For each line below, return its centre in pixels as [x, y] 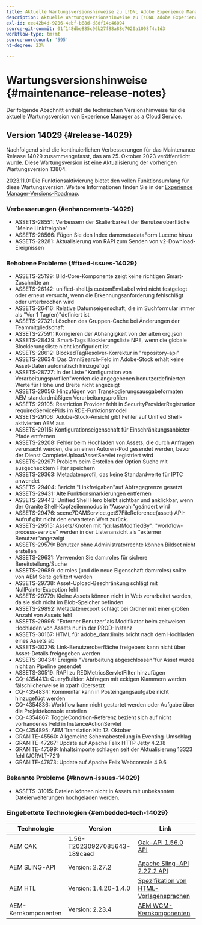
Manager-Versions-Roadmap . [43, 193]
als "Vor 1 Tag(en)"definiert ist [52, 315]
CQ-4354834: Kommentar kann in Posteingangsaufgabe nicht [92, 692]
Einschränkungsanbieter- [161, 430]
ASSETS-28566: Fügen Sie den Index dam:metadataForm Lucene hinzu [103, 235]
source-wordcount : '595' [37, 40]
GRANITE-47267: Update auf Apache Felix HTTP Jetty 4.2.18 [90, 743]
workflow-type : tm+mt [33, 34]
